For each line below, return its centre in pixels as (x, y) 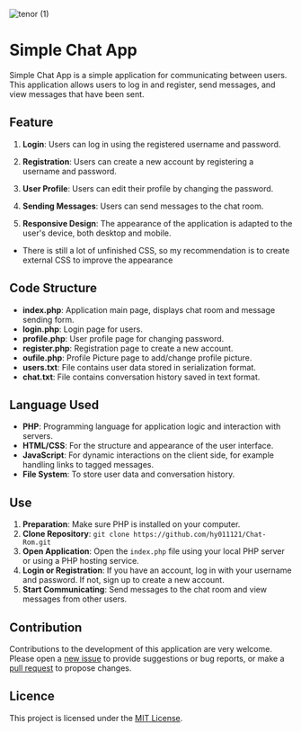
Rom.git (36, 543)
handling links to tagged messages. (88, 465)
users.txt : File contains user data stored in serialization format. (139, 367)
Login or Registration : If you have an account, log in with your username (157, 570)
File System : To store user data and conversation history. (128, 474)
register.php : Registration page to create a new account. (128, 348)
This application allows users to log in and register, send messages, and (142, 85)
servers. (38, 436)
